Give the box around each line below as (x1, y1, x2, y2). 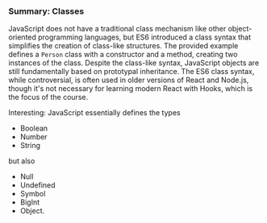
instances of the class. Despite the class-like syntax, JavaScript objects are (8, 58, 260, 68)
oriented (8, 32, 36, 42)
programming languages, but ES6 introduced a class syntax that (37, 32, 252, 42)
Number (19, 132, 48, 142)
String (19, 141, 41, 151)
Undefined (19, 180, 56, 190)
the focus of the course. (8, 93, 89, 102)
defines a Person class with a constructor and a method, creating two (8, 50, 238, 60)
